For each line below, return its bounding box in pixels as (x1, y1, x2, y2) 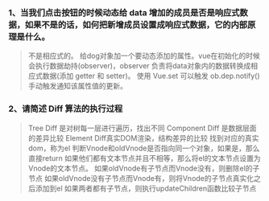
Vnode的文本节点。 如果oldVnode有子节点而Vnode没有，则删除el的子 (27, 163, 260, 173)
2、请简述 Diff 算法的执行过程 (8, 103, 123, 114)
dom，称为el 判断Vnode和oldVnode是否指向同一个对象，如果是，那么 (27, 143, 260, 153)
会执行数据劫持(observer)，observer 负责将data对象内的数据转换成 (27, 61, 251, 71)
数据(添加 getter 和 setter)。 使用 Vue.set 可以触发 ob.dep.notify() (42, 71, 260, 81)
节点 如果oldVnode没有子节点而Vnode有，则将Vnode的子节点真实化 (27, 173, 255, 183)
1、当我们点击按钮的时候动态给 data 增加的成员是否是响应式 (8, 6, 240, 18)
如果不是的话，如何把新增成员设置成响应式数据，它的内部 (24, 18, 248, 30)
